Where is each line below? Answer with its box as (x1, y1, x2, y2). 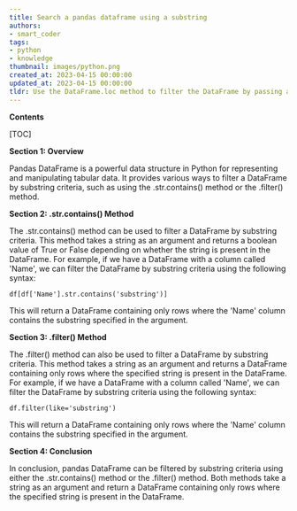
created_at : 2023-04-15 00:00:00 (9, 71, 133, 80)
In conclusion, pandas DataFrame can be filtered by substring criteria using (9, 462, 284, 474)
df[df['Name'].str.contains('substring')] (9, 290, 168, 298)
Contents (9, 112, 44, 122)
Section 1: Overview (9, 145, 84, 156)
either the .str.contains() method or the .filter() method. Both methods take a (9, 472, 286, 483)
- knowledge (9, 54, 53, 63)
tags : (9, 37, 29, 47)
